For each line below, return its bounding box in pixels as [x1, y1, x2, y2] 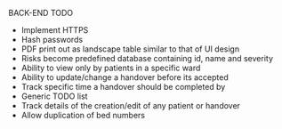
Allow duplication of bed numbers [20, 110, 146, 120]
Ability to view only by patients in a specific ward [20, 62, 201, 73]
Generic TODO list [20, 91, 88, 101]
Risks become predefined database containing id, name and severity [20, 53, 273, 63]
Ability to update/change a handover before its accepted [20, 72, 229, 83]
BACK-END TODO [8, 8, 74, 18]
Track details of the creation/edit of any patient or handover [20, 101, 241, 110]
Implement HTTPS [20, 25, 89, 35]
